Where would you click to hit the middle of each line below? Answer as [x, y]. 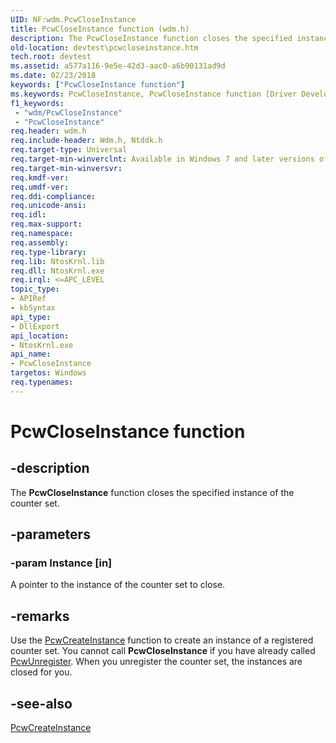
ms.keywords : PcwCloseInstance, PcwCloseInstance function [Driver [154, 94]
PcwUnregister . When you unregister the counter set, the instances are [156, 662]
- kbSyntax [33, 308]
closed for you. [41, 672]
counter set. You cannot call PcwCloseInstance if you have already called [163, 651]
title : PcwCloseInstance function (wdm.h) [100, 29]
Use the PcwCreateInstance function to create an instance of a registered [162, 640]
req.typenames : [42, 382]
